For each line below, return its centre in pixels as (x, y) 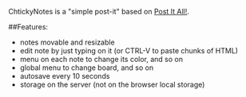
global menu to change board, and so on (87, 68)
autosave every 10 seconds (65, 76)
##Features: (28, 27)
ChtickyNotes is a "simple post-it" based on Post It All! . (99, 12)
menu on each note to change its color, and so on (101, 59)
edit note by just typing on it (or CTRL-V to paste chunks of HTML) (129, 50)
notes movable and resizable (67, 42)
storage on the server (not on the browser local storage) (112, 84)
